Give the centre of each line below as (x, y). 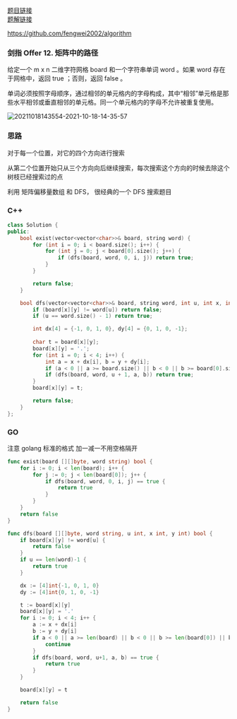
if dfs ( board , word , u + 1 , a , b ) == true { (96, 658)
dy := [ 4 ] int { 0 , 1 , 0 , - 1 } (60, 592)
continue (58, 644)
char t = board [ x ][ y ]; (66, 342)
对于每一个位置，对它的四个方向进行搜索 (66, 153)
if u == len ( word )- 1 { (53, 560)
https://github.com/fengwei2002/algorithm (69, 33)
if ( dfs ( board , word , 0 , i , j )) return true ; (126, 258)
